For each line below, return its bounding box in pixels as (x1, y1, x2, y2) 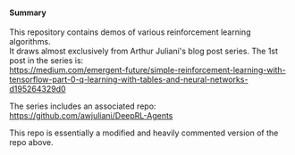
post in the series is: (9, 55, 84, 66)
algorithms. (9, 37, 51, 47)
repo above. (9, 137, 54, 148)
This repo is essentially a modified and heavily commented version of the (9, 127, 279, 138)
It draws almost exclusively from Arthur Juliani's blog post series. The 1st (9, 45, 279, 57)
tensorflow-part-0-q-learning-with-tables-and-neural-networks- (9, 74, 249, 85)
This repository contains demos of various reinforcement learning (9, 27, 251, 37)
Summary (9, 7, 46, 18)
